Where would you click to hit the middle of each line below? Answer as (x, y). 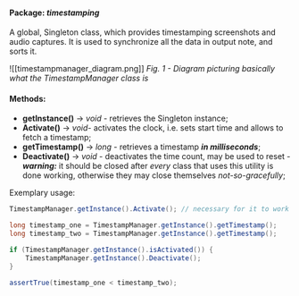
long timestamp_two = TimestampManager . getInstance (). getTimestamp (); (143, 234)
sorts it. (23, 51)
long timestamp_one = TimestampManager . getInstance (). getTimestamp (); (143, 225)
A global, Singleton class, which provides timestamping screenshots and (142, 32)
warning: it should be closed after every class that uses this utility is (148, 166)
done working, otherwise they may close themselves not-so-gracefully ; (154, 175)
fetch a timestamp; (57, 138)
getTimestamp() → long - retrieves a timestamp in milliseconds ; (141, 147)
